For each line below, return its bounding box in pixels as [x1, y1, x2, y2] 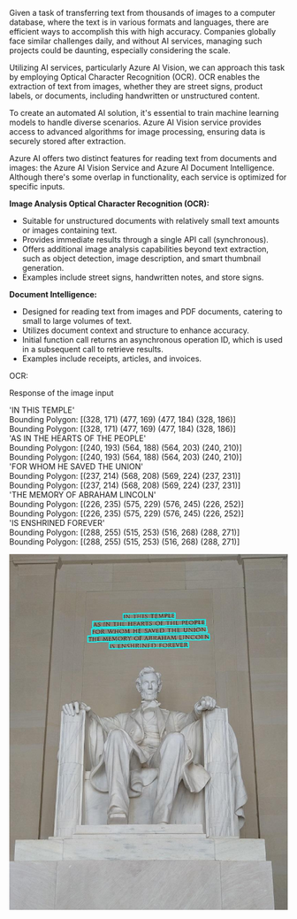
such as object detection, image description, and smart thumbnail [21, 253, 262, 264]
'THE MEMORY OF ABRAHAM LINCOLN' [9, 490, 156, 499]
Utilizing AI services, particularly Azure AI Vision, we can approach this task [9, 62, 286, 73]
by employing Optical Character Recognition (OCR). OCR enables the [9, 72, 261, 82]
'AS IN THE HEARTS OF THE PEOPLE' [9, 433, 147, 444]
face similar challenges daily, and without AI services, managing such [9, 35, 263, 46]
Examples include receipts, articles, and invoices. [21, 353, 202, 364]
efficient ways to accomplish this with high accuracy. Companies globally [9, 27, 277, 36]
